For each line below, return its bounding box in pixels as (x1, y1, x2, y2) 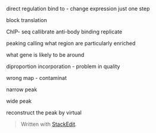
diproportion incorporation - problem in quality (6, 63, 120, 70)
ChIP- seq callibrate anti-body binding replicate (6, 28, 123, 35)
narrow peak (6, 86, 38, 93)
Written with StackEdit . (20, 120, 77, 128)
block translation (6, 17, 48, 23)
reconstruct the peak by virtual (6, 109, 82, 116)
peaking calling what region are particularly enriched (6, 40, 136, 47)
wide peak (6, 98, 32, 104)
